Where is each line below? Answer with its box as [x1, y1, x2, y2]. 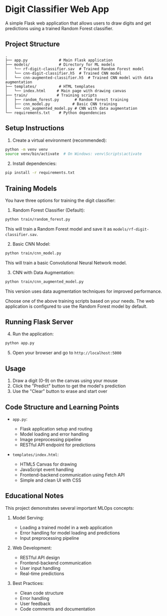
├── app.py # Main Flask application [5, 58, 113, 63]
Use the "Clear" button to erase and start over [12, 388, 107, 394]
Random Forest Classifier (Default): [12, 207, 85, 213]
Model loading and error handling [19, 431, 89, 437]
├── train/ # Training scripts [5, 93, 97, 98]
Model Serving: [12, 515, 44, 521]
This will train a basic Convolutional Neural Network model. [5, 260, 127, 266]
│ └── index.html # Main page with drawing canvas [5, 88, 126, 93]
